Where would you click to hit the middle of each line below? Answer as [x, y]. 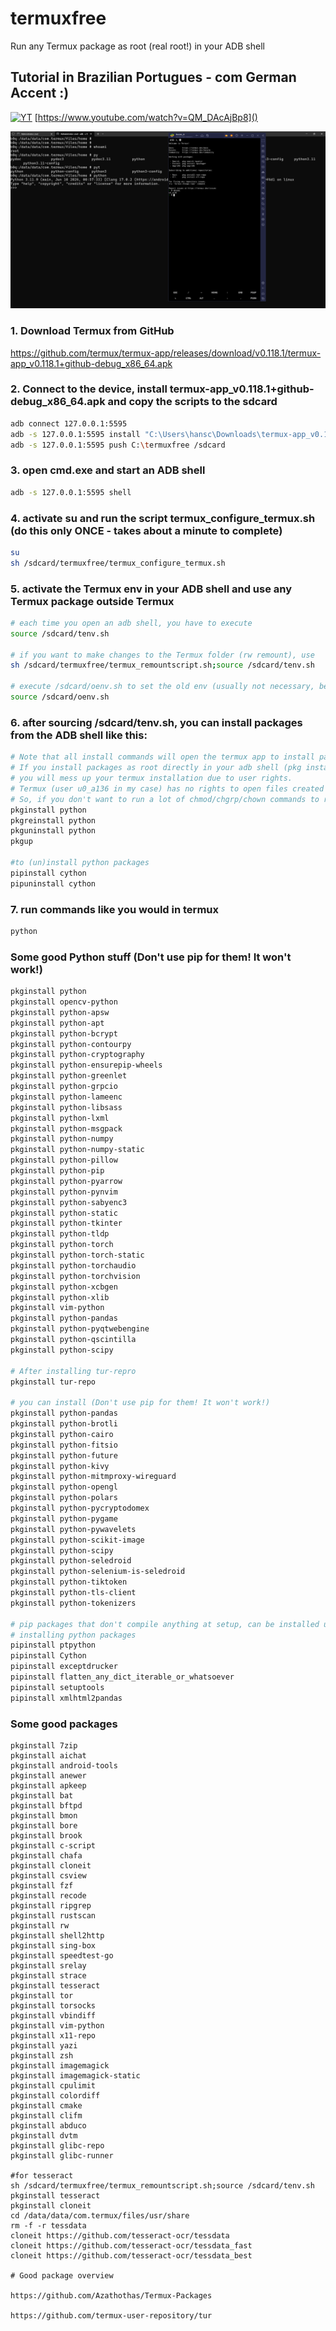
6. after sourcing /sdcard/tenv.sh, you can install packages [156, 722]
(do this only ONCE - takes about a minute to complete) [146, 530]
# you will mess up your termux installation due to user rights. [151, 778]
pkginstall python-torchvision [75, 1276]
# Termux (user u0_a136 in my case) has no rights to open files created [167, 788]
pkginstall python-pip [57, 1171]
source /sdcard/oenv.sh [60, 697]
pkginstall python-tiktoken [69, 1582]
